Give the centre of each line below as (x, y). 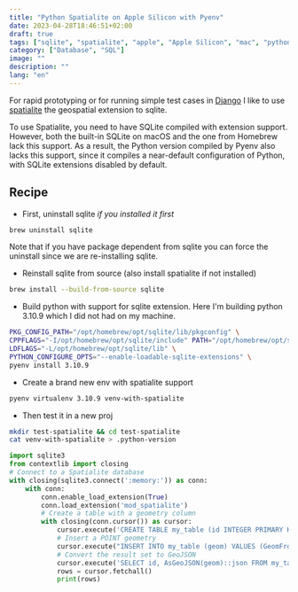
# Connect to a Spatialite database (77, 472)
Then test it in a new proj (67, 415)
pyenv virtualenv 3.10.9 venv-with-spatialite (97, 398)
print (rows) (78, 580)
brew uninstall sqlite (51, 230)
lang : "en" (29, 75)
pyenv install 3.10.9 (49, 365)
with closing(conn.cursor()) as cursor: (117, 522)
